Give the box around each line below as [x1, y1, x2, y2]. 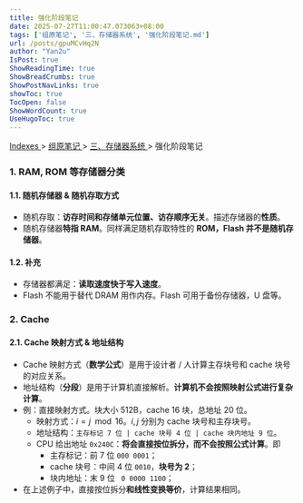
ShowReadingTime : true [9, 64, 95, 74]
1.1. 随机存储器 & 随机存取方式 [9, 190, 120, 201]
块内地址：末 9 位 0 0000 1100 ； [49, 472, 174, 483]
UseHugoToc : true [9, 114, 75, 123]
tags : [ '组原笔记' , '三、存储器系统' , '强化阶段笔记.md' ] [9, 30, 210, 39]
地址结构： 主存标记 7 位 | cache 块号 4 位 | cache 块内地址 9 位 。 [35, 427, 282, 438]
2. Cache [9, 313, 50, 326]
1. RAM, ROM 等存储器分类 [9, 165, 125, 178]
